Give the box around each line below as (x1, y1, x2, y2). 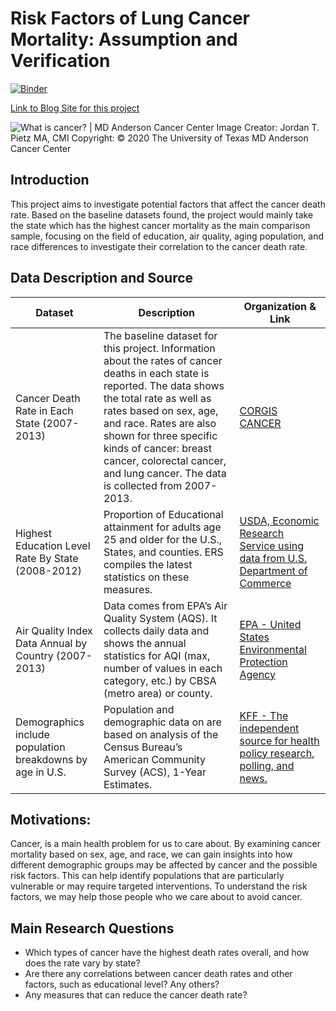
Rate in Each (15, 403, 74, 417)
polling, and (239, 758, 295, 772)
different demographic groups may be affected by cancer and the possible (10, 859, 318, 871)
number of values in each (103, 661, 223, 675)
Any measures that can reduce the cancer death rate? (24, 989, 248, 1001)
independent (239, 721, 300, 735)
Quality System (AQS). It (103, 611, 218, 625)
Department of (239, 563, 308, 577)
